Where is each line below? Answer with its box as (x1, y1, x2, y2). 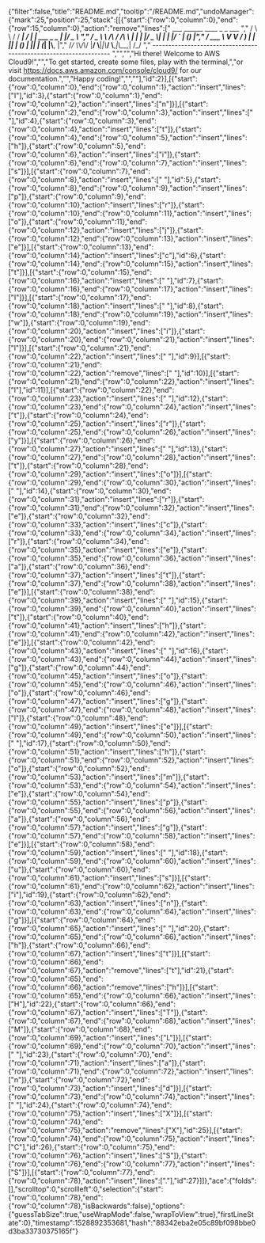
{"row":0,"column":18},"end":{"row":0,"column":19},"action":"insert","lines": (8, 310, 253, 319)
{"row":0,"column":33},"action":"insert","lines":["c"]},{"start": (8, 520, 207, 529)
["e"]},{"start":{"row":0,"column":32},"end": (8, 511, 150, 521)
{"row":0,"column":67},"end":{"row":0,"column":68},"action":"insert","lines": (8, 1017, 256, 1025)
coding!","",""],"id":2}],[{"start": (96, 74, 198, 83)
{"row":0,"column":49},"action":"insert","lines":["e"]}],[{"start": (8, 722, 213, 731)
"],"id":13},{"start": (167, 444, 228, 454)
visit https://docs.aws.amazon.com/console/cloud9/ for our (8, 66, 202, 74)
